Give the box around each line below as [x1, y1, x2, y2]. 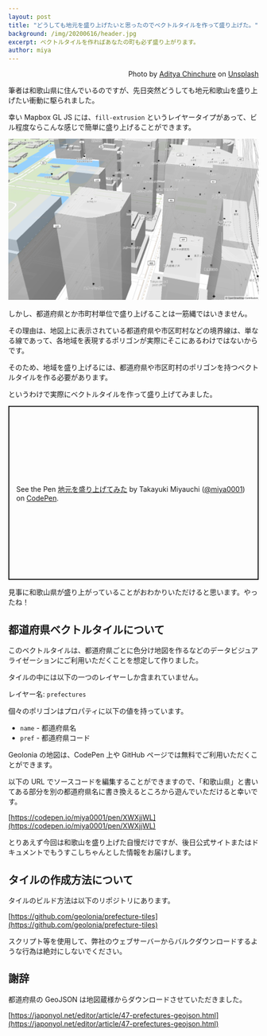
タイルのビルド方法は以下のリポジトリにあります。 [8, 896, 175, 906]
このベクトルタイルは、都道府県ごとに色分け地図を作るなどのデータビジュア [8, 645, 258, 656]
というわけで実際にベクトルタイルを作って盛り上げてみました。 [8, 390, 217, 399]
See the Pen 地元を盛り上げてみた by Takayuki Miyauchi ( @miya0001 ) [16, 484, 246, 493]
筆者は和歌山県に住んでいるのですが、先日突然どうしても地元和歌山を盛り [8, 86, 251, 95]
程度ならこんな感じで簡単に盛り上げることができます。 [14, 123, 196, 132]
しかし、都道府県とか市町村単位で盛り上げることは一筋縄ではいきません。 [8, 309, 252, 318]
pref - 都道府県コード [19, 733, 91, 743]
